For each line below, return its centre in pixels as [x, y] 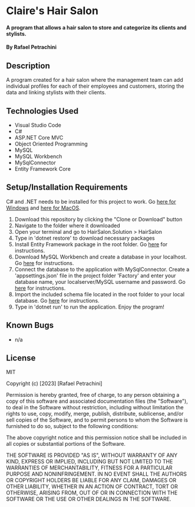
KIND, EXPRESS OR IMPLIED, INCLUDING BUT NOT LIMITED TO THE [90, 462]
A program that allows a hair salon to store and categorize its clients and [96, 27]
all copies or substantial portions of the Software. [66, 444]
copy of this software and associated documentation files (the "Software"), [97, 401]
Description [28, 66]
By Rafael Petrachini [32, 47]
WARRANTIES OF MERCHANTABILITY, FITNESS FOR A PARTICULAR [89, 468]
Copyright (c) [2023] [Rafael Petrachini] [54, 383]
